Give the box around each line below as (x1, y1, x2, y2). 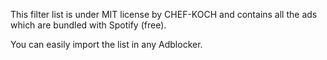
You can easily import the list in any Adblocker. (10, 39, 203, 50)
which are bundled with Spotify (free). (10, 19, 167, 31)
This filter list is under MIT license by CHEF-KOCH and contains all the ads (10, 9, 318, 20)
